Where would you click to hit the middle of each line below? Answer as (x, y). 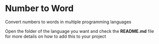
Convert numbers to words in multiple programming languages (68, 22)
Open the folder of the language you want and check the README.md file (79, 31)
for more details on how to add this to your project (56, 36)
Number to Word (39, 8)
